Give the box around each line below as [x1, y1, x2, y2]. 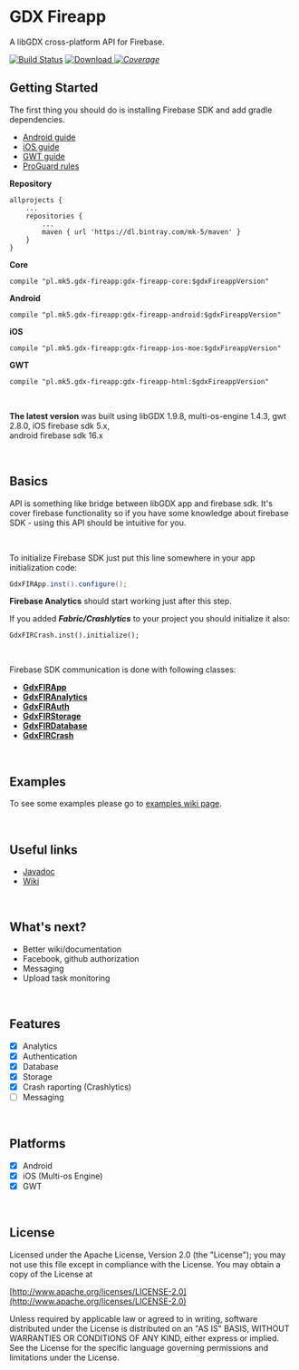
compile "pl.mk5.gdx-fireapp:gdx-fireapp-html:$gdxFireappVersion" [9, 377, 270, 387]
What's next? [9, 919, 87, 935]
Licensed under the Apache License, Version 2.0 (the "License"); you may [9, 1249, 286, 1260]
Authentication [22, 1051, 78, 1062]
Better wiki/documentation [22, 944, 122, 954]
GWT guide [22, 151, 66, 161]
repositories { [25, 211, 83, 220]
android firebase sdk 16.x [9, 429, 104, 441]
